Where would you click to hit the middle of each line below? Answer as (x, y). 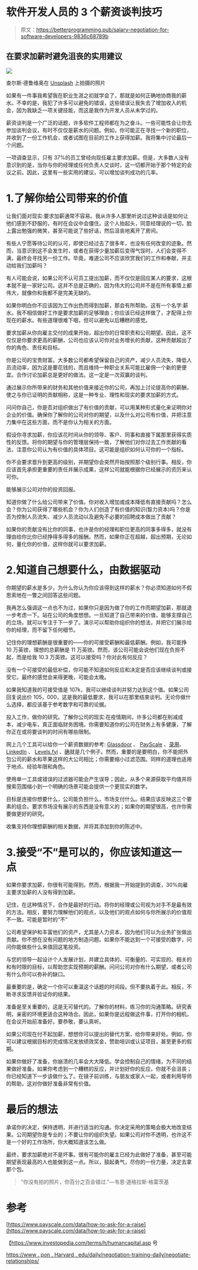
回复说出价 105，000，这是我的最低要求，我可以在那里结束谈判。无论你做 (96, 697)
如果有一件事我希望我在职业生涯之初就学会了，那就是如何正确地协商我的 (94, 95)
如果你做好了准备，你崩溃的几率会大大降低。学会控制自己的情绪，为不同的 (96, 1061)
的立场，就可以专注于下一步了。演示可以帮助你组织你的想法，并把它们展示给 (99, 622)
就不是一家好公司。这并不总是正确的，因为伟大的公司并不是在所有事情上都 (101, 285)
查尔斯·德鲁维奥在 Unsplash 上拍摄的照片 (56, 83)
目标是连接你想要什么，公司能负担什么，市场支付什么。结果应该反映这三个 (96, 799)
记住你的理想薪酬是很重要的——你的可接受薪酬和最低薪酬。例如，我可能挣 (96, 642)
